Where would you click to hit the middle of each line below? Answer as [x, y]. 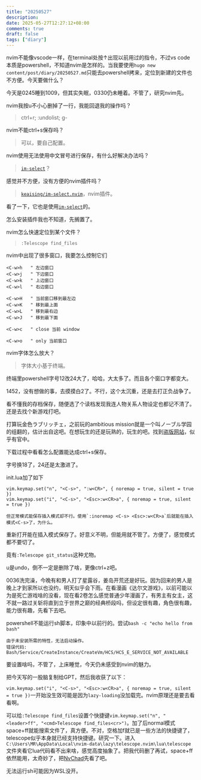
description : [22, 17]
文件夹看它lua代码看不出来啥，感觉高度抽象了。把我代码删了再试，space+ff [100, 751]
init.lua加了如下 [25, 477]
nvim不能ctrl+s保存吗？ [35, 130]
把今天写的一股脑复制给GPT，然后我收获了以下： [67, 677]
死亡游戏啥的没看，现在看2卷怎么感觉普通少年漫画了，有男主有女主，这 [105, 595]
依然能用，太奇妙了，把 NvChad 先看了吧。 [58, 758]
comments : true [25, 29]
